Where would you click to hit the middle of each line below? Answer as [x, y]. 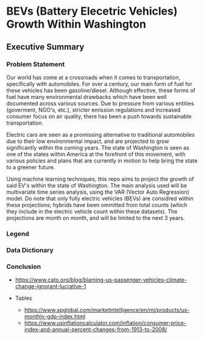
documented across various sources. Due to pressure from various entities [100, 103]
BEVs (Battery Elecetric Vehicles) [92, 11]
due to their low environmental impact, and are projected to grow [88, 141]
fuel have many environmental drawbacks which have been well [87, 97]
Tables [23, 298]
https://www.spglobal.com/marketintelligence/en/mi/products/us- [107, 310]
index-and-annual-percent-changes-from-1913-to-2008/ [96, 330]
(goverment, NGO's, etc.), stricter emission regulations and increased [93, 110]
